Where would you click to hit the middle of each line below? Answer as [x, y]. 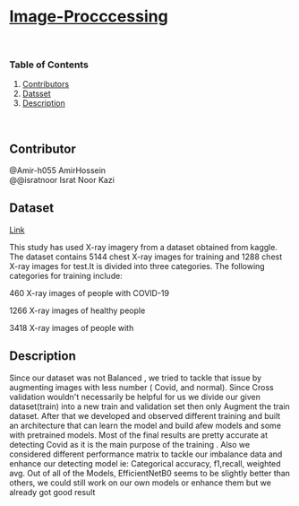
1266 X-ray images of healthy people [77, 310]
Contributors [46, 84]
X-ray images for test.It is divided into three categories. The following [137, 266]
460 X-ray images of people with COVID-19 [90, 292]
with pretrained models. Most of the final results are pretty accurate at [139, 435]
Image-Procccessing [89, 17]
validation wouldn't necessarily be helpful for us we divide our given [135, 397]
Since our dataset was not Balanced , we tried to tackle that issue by [136, 378]
